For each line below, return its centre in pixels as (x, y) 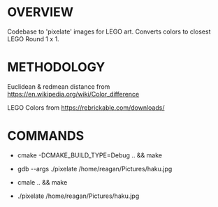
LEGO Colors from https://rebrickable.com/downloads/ (86, 107)
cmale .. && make (42, 182)
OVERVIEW (41, 12)
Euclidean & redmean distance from (59, 86)
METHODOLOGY (56, 67)
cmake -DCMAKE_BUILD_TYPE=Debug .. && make (90, 155)
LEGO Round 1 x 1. (33, 38)
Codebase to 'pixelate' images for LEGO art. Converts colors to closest (109, 31)
